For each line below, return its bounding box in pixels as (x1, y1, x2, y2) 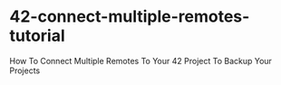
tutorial (9, 25, 65, 46)
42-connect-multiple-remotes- (9, 6, 250, 27)
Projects (9, 65, 41, 76)
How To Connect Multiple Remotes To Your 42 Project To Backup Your (9, 55, 272, 66)
